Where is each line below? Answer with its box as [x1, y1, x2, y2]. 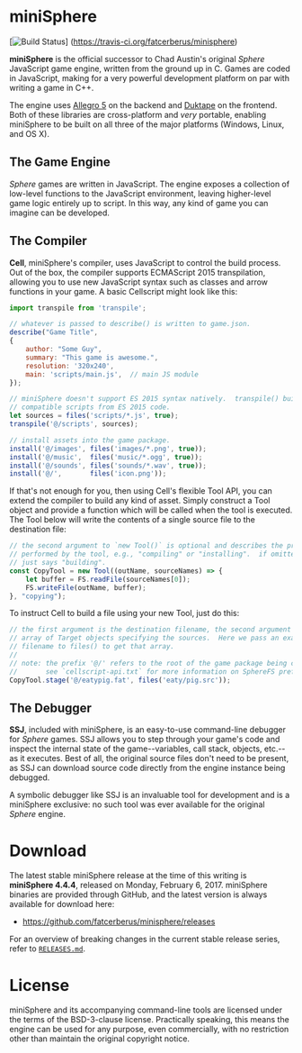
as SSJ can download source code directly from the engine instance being [9, 763, 286, 774]
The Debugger [9, 700, 93, 715]
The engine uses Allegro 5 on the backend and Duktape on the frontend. [9, 99, 278, 110]
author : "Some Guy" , [25, 345, 102, 354]
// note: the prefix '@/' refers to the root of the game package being [9, 658, 288, 667]
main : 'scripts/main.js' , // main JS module [25, 369, 200, 379]
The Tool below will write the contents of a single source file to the [9, 514, 256, 525]
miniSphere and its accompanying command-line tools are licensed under [9, 1004, 283, 1015]
